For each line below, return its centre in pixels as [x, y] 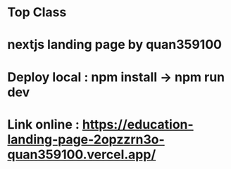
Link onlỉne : [43, 124]
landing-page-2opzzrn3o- [86, 139]
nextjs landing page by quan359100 [114, 45]
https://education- [138, 124]
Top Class [37, 12]
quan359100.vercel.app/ [82, 155]
